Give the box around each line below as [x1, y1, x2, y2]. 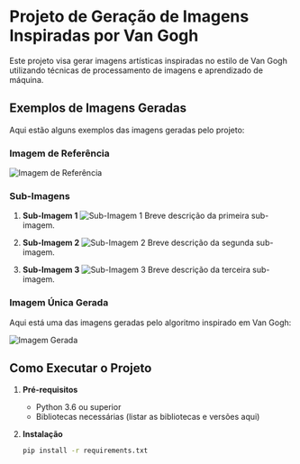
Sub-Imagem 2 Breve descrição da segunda [22, 237, 255, 249]
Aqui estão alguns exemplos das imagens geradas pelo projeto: [9, 124, 245, 135]
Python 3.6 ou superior [35, 402, 122, 413]
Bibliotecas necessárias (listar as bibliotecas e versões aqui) [35, 412, 260, 423]
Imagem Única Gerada [9, 296, 109, 309]
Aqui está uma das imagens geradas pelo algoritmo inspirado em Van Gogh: [9, 317, 292, 328]
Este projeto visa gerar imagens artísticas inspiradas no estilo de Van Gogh [9, 55, 288, 66]
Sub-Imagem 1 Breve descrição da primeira [22, 210, 250, 222]
